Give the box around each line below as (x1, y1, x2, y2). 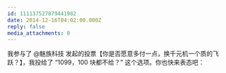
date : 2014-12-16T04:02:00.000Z (7, 17, 101, 24)
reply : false (7, 23, 45, 30)
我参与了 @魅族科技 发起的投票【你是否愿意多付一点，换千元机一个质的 (7, 49, 213, 58)
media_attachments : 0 (7, 29, 71, 37)
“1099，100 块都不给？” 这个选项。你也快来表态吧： (55, 58, 205, 67)
